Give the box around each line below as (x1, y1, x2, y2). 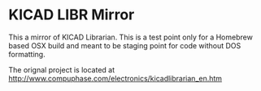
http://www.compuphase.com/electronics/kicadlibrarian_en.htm (8, 73, 222, 83)
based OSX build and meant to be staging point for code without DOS (8, 40, 241, 50)
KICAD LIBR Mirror (8, 6, 135, 24)
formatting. (8, 49, 46, 59)
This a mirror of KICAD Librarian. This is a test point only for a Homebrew (8, 32, 254, 42)
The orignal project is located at (8, 64, 115, 74)
